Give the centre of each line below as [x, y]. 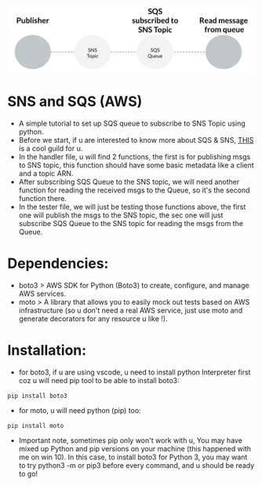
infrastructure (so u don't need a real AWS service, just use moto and [131, 310]
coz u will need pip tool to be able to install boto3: [99, 380]
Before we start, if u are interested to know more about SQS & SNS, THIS [136, 140]
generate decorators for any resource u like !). [93, 318]
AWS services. [42, 294]
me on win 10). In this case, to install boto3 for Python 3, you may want [133, 457]
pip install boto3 [37, 396]
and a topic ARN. [46, 173]
